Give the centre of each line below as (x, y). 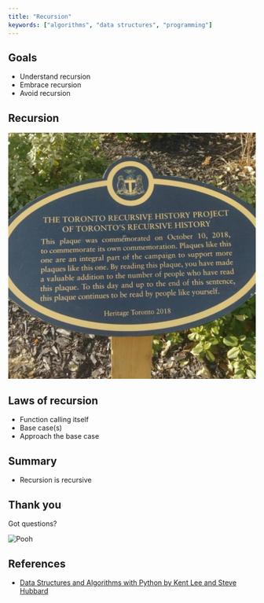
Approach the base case (59, 436)
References (37, 563)
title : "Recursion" (40, 17)
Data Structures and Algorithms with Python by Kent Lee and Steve (128, 583)
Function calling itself (54, 420)
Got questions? (33, 524)
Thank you (35, 504)
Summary (33, 461)
